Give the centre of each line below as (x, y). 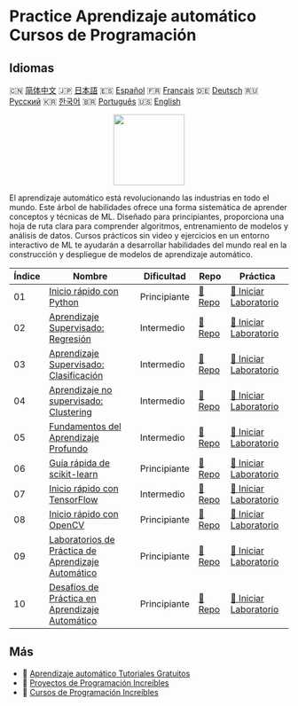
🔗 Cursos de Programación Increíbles (90, 692)
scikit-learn (73, 474)
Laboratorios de (82, 540)
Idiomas (32, 68)
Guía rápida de (79, 463)
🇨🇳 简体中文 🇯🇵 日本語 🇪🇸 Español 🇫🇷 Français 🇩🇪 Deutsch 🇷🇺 (134, 90)
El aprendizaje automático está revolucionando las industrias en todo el (139, 198)
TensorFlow (73, 500)
